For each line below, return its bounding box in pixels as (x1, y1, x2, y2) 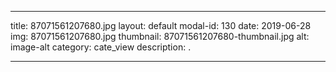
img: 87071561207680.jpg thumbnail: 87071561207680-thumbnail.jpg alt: (10, 31, 310, 42)
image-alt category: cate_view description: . (10, 41, 192, 53)
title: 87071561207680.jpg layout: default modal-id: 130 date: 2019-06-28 (10, 20, 312, 31)
